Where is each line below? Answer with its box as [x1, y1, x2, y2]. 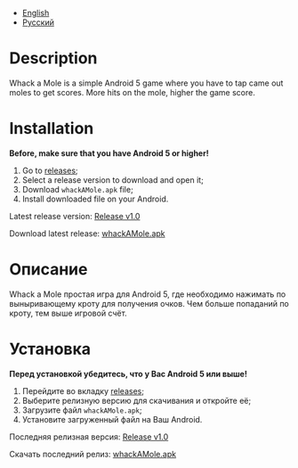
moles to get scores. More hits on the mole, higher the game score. [9, 86, 255, 97]
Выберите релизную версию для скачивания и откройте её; [21, 395, 252, 406]
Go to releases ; [21, 165, 78, 176]
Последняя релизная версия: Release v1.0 [9, 431, 169, 442]
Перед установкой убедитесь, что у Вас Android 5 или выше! [9, 368, 247, 379]
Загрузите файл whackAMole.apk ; [21, 405, 142, 415]
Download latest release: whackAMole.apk [9, 227, 165, 239]
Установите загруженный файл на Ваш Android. [21, 414, 203, 424]
